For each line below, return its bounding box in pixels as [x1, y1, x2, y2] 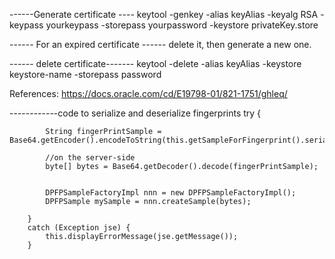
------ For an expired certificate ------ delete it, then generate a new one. [9, 39, 312, 50]
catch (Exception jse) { [27, 223, 131, 233]
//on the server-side [45, 153, 136, 163]
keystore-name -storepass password [9, 69, 162, 80]
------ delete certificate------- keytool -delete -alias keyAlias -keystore [9, 58, 302, 69]
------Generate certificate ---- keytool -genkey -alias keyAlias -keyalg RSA [9, 9, 319, 20]
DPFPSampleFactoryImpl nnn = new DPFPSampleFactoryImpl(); [45, 188, 297, 198]
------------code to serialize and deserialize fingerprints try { [9, 107, 262, 119]
